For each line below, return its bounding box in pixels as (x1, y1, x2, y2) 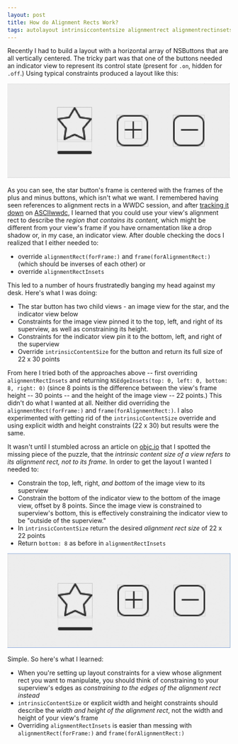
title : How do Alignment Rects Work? (7, 18, 119, 26)
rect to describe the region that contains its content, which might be (7, 216, 206, 224)
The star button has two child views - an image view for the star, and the (17, 302, 229, 311)
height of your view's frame (17, 714, 98, 722)
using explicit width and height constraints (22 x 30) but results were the (7, 421, 220, 430)
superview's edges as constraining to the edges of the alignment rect (17, 684, 221, 692)
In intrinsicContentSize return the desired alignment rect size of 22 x (17, 524, 222, 532)
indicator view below (17, 310, 79, 319)
